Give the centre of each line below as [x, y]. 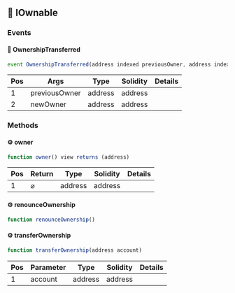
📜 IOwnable [33, 13]
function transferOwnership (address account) [74, 250]
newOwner [48, 104]
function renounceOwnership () [51, 220]
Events [19, 33]
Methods [23, 125]
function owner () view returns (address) [69, 157]
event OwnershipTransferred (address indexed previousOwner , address [109, 64]
